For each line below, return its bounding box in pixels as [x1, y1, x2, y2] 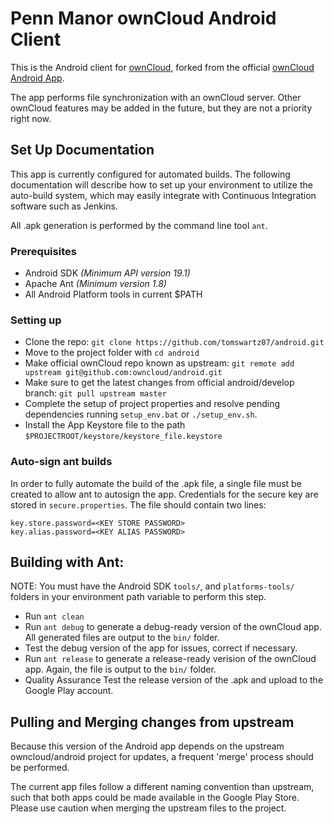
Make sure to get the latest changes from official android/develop [24, 377, 295, 389]
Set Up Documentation [10, 142, 155, 159]
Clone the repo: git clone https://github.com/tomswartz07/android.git [24, 336, 325, 348]
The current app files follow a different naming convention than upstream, [10, 781, 315, 793]
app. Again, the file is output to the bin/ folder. [24, 663, 217, 676]
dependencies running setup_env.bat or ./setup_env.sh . [24, 408, 258, 421]
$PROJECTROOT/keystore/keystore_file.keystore [24, 432, 223, 442]
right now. [10, 112, 52, 124]
